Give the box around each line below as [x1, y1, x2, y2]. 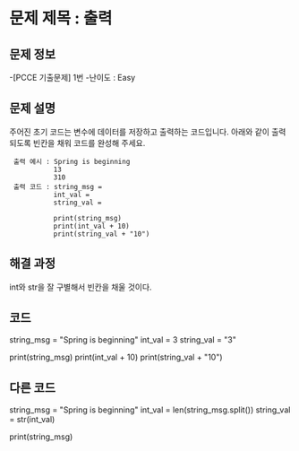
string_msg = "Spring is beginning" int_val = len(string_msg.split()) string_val [9, 404, 291, 415]
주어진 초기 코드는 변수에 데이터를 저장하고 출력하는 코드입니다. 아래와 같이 [9, 126, 270, 137]
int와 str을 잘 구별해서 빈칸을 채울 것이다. [9, 282, 152, 292]
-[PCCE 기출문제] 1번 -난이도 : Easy [9, 73, 136, 82]
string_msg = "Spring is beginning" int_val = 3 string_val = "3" [9, 334, 237, 345]
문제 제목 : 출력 [9, 8, 113, 29]
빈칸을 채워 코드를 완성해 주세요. [32, 137, 146, 148]
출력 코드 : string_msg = [13, 182, 103, 191]
